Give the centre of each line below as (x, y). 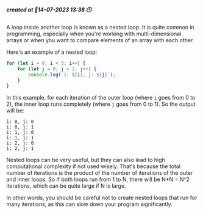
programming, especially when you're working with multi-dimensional (94, 34)
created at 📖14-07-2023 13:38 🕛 (49, 9)
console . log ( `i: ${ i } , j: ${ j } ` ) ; (72, 75)
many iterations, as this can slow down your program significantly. (89, 204)
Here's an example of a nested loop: (52, 52)
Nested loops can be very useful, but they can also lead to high (86, 160)
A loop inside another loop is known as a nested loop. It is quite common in (101, 27)
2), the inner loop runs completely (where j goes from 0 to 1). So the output (101, 104)
